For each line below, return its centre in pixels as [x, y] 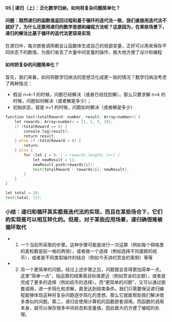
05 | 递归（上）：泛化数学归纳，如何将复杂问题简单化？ [63, 8]
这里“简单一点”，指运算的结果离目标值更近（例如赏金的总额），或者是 [93, 276]
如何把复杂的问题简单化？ [32, 65]
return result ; [40, 136]
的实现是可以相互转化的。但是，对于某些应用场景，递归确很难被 [84, 219]
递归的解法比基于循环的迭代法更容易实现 [48, 33]
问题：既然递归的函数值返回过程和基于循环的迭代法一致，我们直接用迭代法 [84, 21]
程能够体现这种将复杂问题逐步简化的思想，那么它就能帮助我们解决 [90, 295]
